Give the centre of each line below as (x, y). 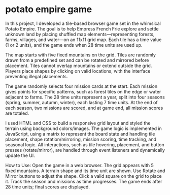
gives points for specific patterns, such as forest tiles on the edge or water (83, 91)
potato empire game (49, 9)
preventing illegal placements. (37, 76)
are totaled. (17, 113)
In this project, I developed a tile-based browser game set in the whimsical (83, 23)
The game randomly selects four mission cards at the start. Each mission (81, 86)
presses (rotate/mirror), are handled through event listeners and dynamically (85, 150)
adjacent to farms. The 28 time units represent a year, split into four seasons (85, 97)
